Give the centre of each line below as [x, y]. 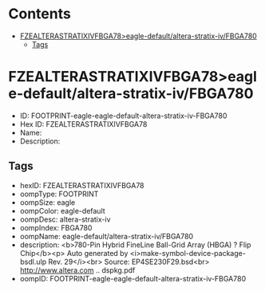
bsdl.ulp [33, 262]
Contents [40, 14]
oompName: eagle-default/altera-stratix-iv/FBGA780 [107, 236]
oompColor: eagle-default [62, 210]
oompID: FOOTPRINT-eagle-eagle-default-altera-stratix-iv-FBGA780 [132, 278]
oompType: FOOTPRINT [59, 194]
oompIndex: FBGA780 [56, 227]
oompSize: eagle [47, 202]
